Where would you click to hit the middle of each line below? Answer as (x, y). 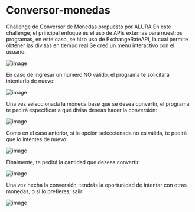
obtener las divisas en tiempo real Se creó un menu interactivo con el (90, 45)
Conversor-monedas (58, 10)
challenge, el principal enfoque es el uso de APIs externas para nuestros (94, 32)
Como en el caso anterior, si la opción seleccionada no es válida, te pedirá (97, 133)
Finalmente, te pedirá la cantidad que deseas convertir (72, 162)
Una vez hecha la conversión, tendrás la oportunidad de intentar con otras (97, 185)
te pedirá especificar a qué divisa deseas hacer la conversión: (82, 110)
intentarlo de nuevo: (30, 81)
